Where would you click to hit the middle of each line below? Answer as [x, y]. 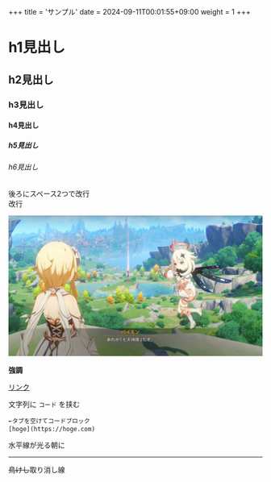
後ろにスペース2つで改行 [49, 193]
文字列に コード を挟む [44, 405]
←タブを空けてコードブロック [49, 422]
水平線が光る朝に [37, 445]
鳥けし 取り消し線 [37, 470]
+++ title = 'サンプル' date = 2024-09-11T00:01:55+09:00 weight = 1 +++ [130, 12]
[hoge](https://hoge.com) [52, 430]
